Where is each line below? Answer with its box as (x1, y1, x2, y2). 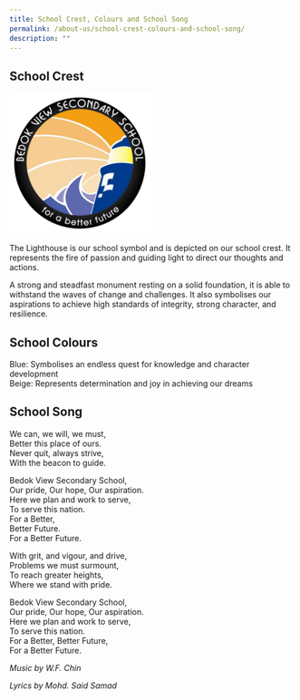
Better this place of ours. (9, 438, 102, 449)
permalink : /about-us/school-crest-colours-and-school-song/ (9, 24, 246, 34)
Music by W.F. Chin (9, 662, 82, 673)
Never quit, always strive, (9, 447, 104, 458)
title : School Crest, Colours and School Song (9, 15, 189, 24)
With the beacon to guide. (9, 457, 107, 468)
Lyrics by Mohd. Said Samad (9, 680, 118, 691)
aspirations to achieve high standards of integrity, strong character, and (9, 299, 276, 310)
